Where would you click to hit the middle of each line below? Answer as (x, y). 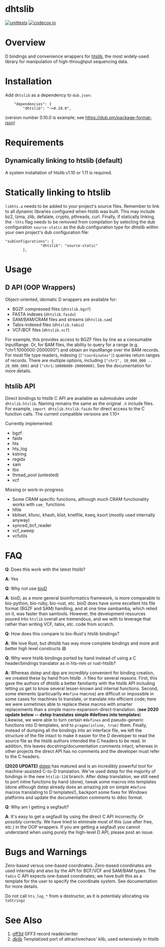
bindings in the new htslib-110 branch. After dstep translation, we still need (82, 776)
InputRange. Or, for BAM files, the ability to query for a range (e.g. (72, 344)
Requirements (34, 143)
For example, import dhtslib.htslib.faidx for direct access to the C (75, 408)
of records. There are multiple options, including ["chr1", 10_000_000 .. (79, 360)
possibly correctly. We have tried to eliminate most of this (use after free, (79, 821)
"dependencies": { (33, 104)
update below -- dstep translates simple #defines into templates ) (73, 715)
